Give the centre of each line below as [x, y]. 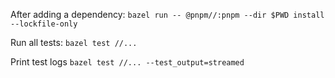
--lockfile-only [44, 24]
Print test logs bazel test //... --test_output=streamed [127, 62]
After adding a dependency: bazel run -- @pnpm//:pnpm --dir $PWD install [167, 14]
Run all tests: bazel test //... [74, 42]
